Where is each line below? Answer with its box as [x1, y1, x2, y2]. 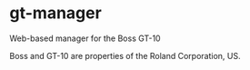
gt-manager [9, 3, 102, 24]
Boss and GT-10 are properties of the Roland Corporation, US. [9, 50, 241, 61]
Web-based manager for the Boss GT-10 [9, 33, 161, 44]
